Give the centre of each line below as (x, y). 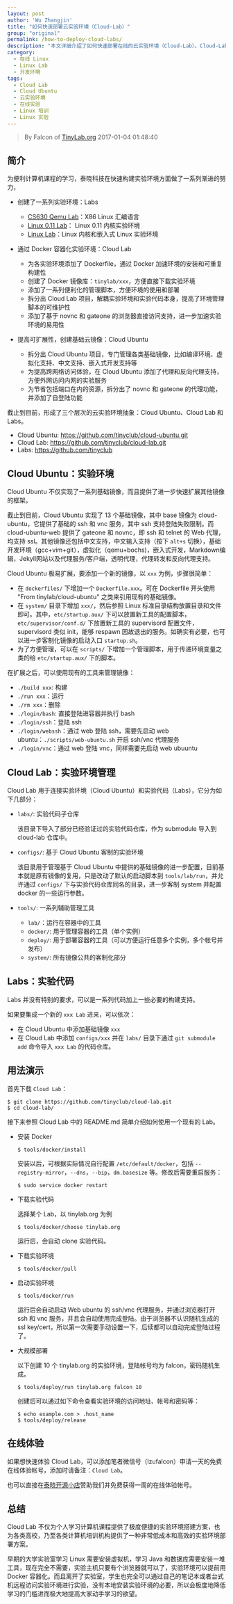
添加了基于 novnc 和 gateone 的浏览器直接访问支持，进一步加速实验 (124, 316)
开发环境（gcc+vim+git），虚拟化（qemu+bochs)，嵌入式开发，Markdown (113, 550)
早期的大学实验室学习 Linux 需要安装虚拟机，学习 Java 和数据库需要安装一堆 (116, 1559)
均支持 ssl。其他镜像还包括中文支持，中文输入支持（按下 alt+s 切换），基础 (114, 541)
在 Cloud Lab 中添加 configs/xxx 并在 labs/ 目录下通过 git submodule (116, 1038)
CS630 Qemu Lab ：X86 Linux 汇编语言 (84, 217)
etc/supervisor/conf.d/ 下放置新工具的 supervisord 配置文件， (107, 623)
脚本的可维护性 (49, 308)
